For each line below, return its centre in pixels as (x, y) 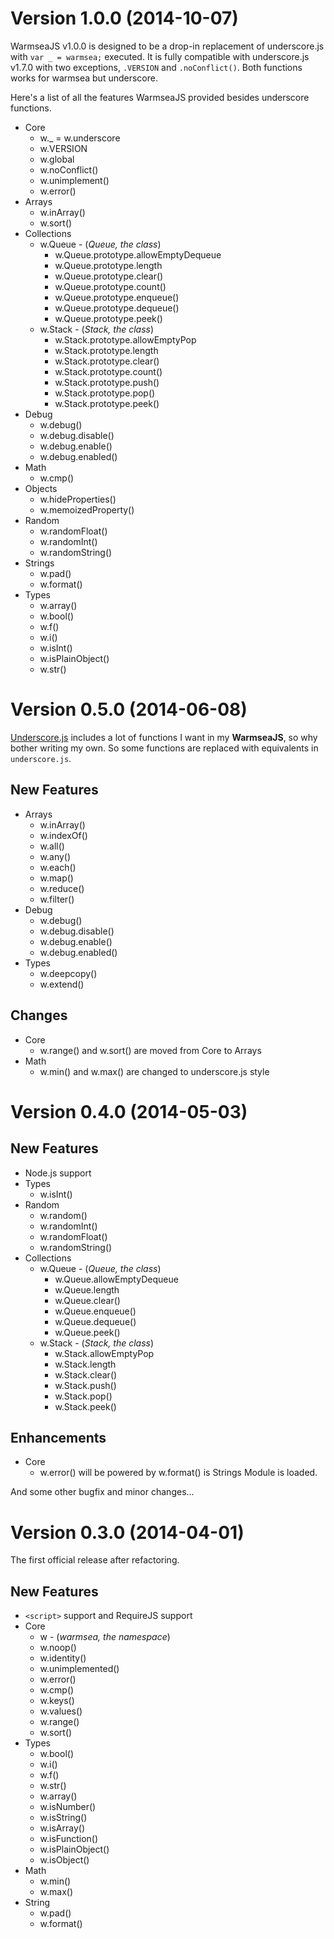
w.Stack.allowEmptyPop (104, 1353)
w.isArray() (62, 1828)
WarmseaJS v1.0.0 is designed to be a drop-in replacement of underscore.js (167, 46)
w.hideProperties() (78, 499)
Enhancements (58, 1437)
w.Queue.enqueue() (95, 1311)
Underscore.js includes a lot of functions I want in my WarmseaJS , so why (164, 737)
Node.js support (58, 1173)
